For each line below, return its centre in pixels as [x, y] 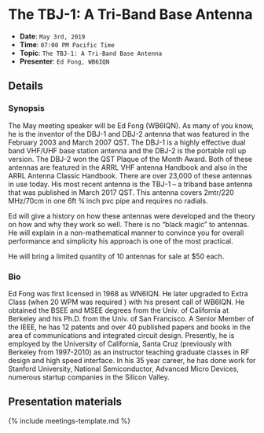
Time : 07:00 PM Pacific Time [67, 44]
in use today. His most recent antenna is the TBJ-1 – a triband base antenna [130, 184]
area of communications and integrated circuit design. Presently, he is [121, 335]
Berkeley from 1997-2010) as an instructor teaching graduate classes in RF [129, 352]
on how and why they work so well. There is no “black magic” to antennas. [129, 224]
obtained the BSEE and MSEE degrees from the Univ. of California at [119, 310]
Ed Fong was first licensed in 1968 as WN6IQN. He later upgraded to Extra [128, 293]
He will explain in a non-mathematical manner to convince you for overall [126, 233]
